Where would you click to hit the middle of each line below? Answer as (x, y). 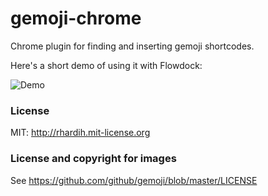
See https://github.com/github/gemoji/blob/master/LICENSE (134, 180)
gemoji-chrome (76, 18)
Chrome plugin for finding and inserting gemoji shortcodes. (132, 46)
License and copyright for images (93, 159)
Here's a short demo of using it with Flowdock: (106, 65)
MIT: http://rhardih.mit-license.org (80, 133)
